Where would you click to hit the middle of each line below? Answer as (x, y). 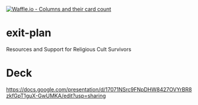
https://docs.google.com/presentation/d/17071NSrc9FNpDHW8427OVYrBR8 (99, 89)
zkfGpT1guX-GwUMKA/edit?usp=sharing (56, 96)
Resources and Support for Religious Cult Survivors (69, 49)
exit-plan (29, 33)
